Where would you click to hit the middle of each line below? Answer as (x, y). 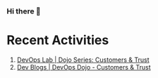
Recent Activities (58, 40)
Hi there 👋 (24, 11)
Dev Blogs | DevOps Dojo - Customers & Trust (84, 67)
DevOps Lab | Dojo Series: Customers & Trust (83, 60)
